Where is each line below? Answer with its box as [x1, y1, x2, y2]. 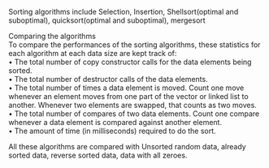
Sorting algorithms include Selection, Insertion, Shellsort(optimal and [8, 7, 239, 16]
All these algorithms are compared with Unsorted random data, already [8, 142, 246, 151]
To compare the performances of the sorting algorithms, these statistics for [8, 40, 261, 50]
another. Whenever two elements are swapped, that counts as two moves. [8, 101, 258, 110]
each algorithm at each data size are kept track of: [8, 49, 177, 58]
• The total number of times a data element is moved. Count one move [8, 83, 245, 93]
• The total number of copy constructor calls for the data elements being [8, 57, 252, 67]
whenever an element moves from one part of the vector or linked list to [8, 92, 249, 101]
